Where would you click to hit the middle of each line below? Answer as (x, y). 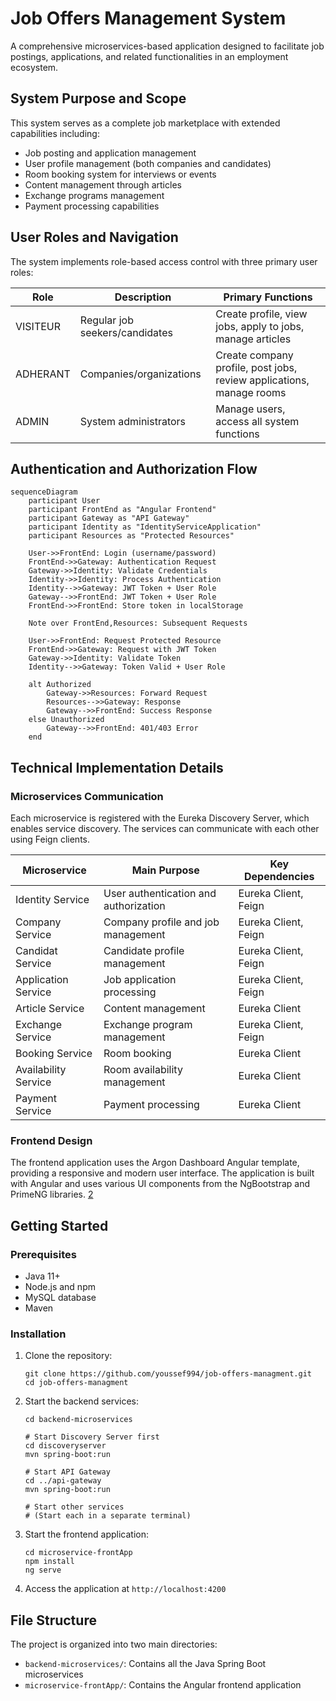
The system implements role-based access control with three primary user (164, 261)
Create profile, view (261, 314)
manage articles (253, 339)
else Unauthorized (66, 720)
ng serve (43, 1570)
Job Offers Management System (148, 18)
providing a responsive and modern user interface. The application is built (162, 1173)
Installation (38, 1334)
